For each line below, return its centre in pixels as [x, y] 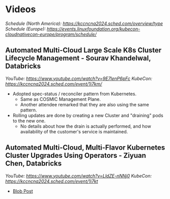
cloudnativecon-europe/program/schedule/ [51, 34]
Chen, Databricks [34, 164]
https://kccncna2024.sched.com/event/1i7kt [52, 181]
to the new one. [29, 121]
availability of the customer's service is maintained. [74, 131]
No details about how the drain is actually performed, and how [86, 126]
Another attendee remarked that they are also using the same [84, 104]
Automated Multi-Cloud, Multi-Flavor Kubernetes [85, 148]
